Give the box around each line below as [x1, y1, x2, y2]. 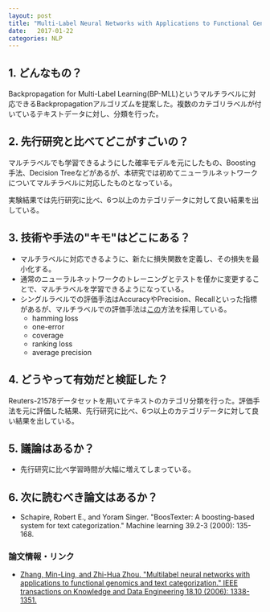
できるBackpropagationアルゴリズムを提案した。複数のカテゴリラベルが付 [14, 99, 262, 109]
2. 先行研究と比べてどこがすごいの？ [8, 134, 190, 149]
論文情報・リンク [8, 551, 75, 562]
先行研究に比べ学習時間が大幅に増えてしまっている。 [19, 465, 195, 474]
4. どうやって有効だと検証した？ [8, 373, 169, 387]
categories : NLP [8, 34, 63, 43]
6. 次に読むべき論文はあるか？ [8, 490, 158, 504]
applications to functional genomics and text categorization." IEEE [19, 578, 239, 588]
